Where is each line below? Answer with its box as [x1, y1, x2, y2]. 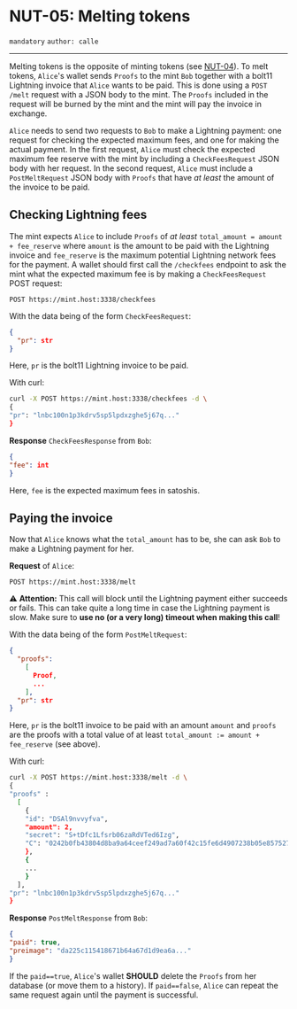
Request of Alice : [9, 561, 75, 571]
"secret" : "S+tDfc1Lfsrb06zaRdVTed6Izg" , [25, 831, 179, 840]
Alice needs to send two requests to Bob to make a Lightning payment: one [9, 125, 282, 136]
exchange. [9, 108, 48, 119]
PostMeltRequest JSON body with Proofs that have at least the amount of [9, 172, 275, 182]
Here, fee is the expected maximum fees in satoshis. [9, 485, 201, 495]
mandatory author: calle [9, 37, 99, 46]
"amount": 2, [25, 822, 73, 832]
